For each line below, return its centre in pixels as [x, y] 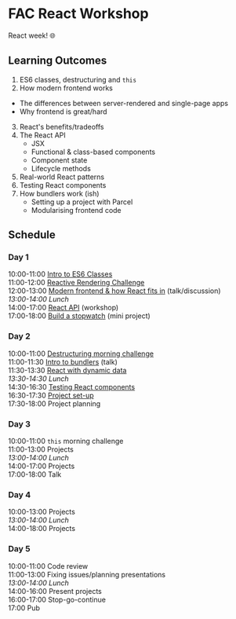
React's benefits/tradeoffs [62, 126]
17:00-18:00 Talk [35, 474]
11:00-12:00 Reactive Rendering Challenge [76, 283]
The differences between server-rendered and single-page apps [124, 103]
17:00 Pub [24, 608]
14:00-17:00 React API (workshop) [64, 308]
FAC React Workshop [78, 14]
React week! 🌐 [32, 35]
